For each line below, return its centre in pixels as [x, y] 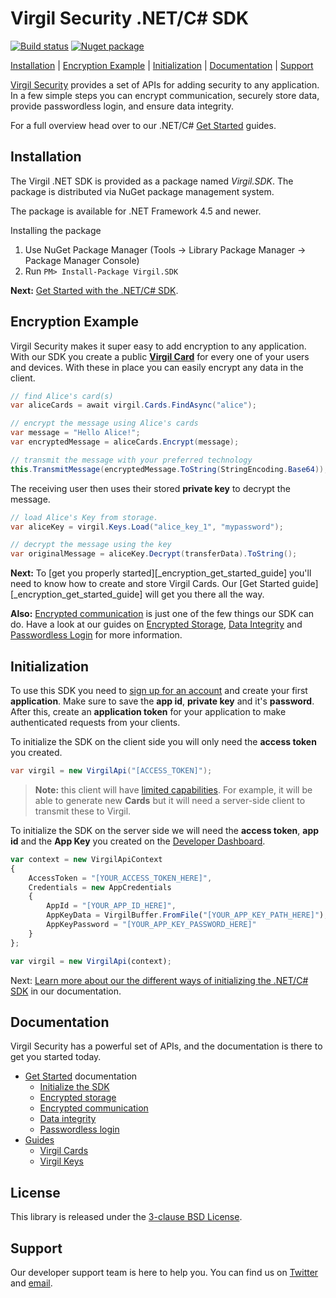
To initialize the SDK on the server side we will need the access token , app [165, 830]
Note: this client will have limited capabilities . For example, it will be [173, 789]
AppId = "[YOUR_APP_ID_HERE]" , [111, 906]
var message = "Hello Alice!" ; [75, 433]
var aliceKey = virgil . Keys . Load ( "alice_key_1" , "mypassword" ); [147, 527]
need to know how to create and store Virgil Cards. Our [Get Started [150, 584]
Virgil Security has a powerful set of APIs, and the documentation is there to [166, 1046]
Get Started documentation [81, 1076]
